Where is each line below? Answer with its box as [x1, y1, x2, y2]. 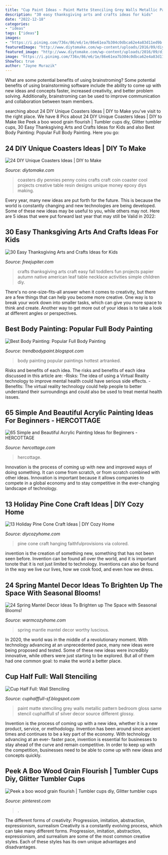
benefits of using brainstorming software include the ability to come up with [5, 82, 161, 88]
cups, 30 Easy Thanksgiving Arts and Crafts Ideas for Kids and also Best [5, 124, 155, 131]
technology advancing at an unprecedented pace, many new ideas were [5, 642, 154, 648]
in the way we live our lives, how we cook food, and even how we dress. [5, 566, 154, 572]
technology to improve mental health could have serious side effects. [5, 378, 147, 384]
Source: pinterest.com [5, 798, 51, 804]
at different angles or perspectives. [5, 310, 77, 316]
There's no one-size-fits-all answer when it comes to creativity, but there [5, 289, 156, 295]
